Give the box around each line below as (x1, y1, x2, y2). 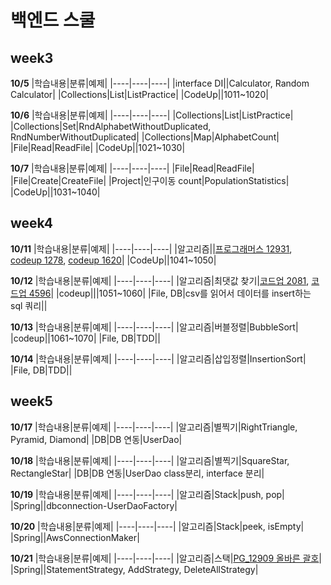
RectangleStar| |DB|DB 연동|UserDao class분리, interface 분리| (10, 467, 265, 479)
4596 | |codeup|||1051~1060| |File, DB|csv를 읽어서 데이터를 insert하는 (28, 287, 312, 299)
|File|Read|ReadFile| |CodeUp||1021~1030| (10, 142, 186, 153)
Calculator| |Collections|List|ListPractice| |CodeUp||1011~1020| (10, 89, 269, 100)
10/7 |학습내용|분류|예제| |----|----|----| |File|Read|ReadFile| (10, 162, 255, 174)
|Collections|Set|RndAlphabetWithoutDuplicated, (10, 121, 212, 132)
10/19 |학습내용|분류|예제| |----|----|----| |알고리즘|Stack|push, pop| (10, 488, 285, 500)
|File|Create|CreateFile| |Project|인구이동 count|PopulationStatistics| (10, 175, 290, 186)
